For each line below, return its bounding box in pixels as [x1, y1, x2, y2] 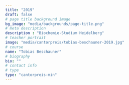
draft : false [5, 12, 33, 17]
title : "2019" [5, 7, 35, 12]
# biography [5, 53, 30, 59]
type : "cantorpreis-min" [5, 72, 57, 77]
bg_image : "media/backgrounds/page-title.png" [5, 21, 104, 26]
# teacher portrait [5, 35, 46, 40]
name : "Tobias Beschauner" [5, 49, 62, 54]
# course [5, 44, 24, 49]
